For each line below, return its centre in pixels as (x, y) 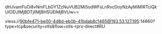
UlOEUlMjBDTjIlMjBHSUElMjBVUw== (42, 12)
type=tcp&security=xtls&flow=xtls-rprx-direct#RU (55, 26)
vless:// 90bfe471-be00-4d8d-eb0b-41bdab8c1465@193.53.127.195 (72, 21)
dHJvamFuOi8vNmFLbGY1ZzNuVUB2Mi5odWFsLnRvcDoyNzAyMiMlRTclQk (81, 7)
